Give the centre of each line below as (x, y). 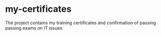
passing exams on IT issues (34, 28)
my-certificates (38, 9)
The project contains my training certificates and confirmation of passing (81, 23)
